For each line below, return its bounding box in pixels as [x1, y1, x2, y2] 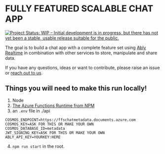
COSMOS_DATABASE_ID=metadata [5, 126, 65, 131]
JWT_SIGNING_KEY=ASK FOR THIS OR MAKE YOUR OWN [5, 130, 105, 135]
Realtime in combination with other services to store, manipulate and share [5, 50, 157, 56]
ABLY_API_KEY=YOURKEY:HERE [5, 134, 61, 140]
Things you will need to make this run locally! [5, 84, 147, 93]
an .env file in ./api [12, 108, 50, 114]
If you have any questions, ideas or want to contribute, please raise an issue [5, 65, 160, 71]
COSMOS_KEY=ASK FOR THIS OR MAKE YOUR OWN [5, 121, 94, 126]
